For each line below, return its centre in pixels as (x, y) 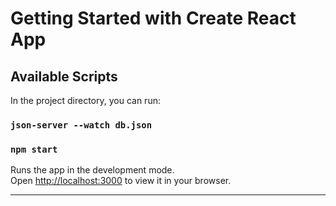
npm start (34, 149)
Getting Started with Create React (153, 18)
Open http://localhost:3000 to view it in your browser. (121, 181)
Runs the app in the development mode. (92, 170)
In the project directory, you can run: (85, 100)
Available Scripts (64, 76)
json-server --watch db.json (81, 125)
